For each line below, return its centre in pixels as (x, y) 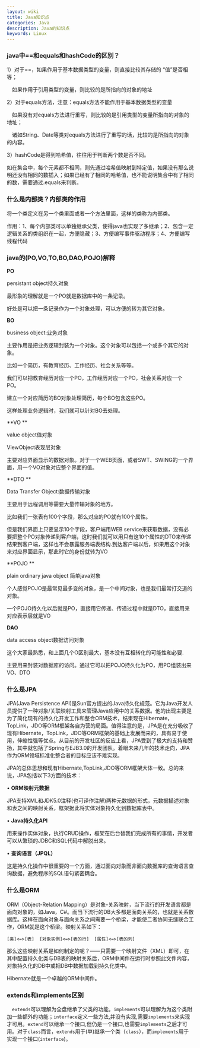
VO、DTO (18, 673)
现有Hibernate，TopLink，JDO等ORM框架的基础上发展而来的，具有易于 (95, 733)
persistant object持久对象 (38, 283)
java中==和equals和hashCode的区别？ (64, 56)
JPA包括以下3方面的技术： (50, 775)
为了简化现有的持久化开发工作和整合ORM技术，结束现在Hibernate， (90, 718)
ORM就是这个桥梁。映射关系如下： (60, 926)
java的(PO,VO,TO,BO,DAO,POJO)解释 (61, 258)
